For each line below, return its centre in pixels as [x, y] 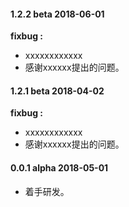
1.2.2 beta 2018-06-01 [57, 14]
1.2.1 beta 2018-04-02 [57, 91]
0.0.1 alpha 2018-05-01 [59, 168]
